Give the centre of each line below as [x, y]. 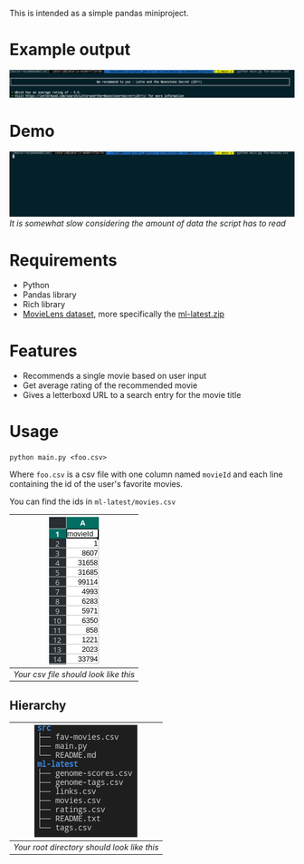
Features [43, 350]
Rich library [44, 305]
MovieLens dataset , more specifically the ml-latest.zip [123, 314]
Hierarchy [38, 705]
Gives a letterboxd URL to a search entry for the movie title [132, 395]
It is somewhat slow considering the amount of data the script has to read [148, 223]
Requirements [63, 260]
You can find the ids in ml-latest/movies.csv [93, 501]
